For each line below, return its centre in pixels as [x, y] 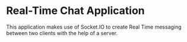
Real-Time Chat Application [76, 11]
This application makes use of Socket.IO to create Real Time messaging [94, 27]
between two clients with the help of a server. [62, 33]
